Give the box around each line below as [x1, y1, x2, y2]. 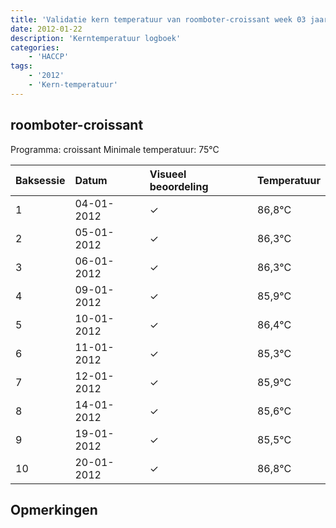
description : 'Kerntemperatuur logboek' [10, 33, 182, 43]
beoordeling [149, 179, 209, 193]
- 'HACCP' [28, 52, 70, 62]
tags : [10, 61, 33, 71]
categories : [10, 42, 60, 53]
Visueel [149, 167, 187, 181]
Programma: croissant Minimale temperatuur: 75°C [10, 143, 220, 155]
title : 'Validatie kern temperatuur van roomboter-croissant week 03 [10, 14, 307, 25]
